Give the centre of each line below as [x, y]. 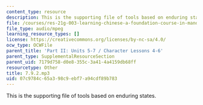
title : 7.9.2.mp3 [28, 73]
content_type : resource [36, 12]
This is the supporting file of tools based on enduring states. [81, 96]
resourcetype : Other [32, 67]
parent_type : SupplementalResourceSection [60, 56]
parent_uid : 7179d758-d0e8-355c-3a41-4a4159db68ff [71, 62]
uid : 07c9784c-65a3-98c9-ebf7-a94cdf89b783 [62, 79]
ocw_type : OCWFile [29, 46]
